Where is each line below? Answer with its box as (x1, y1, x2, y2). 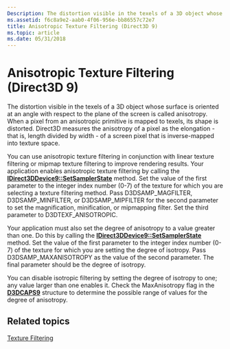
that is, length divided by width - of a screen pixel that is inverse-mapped (7, 132, 215, 140)
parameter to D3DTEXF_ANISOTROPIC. (7, 211, 118, 219)
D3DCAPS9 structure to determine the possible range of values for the (7, 289, 208, 297)
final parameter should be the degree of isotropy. (7, 260, 146, 269)
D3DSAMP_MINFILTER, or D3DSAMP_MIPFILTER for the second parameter (7, 196, 218, 205)
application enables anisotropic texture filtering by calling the (7, 167, 180, 175)
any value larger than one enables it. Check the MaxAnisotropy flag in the (7, 281, 215, 289)
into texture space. (7, 139, 60, 148)
